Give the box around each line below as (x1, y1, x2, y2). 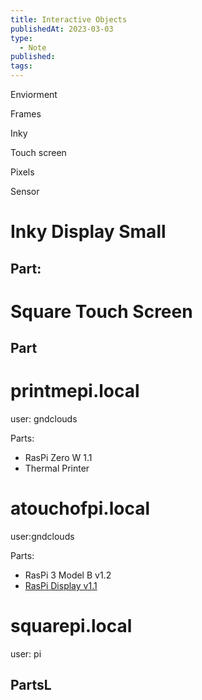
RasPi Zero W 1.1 (24, 452, 93, 464)
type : (10, 33, 33, 43)
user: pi (10, 647, 42, 660)
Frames (10, 108, 42, 120)
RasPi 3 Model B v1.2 (24, 569, 112, 581)
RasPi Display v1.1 (24, 580, 98, 592)
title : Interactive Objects (10, 14, 128, 25)
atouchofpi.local (10, 497, 151, 520)
